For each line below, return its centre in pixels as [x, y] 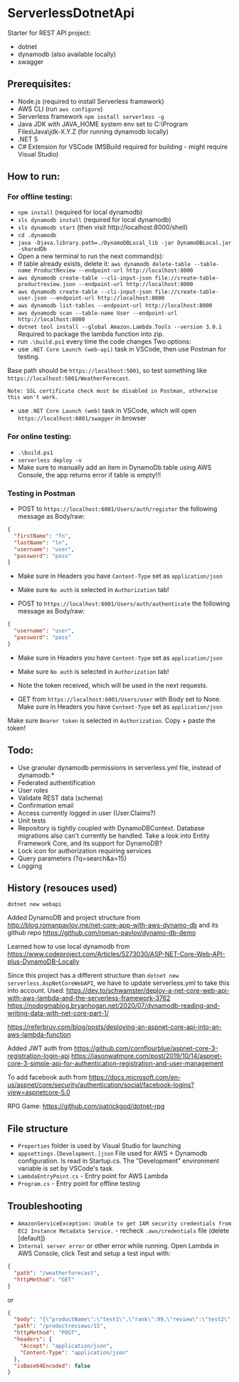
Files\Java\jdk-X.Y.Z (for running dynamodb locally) [93, 131]
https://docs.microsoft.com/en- [135, 1077]
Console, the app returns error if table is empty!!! [89, 475]
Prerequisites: [39, 84]
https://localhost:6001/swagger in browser [82, 418]
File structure [38, 1128]
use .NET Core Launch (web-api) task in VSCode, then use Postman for [122, 349]
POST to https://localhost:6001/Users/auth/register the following [117, 509]
